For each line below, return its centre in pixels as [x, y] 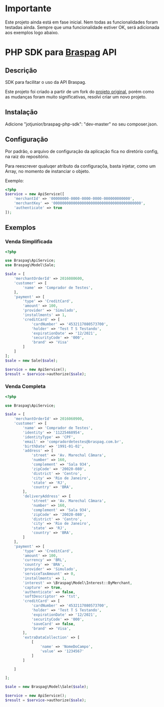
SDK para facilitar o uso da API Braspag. [46, 82]
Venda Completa [25, 387]
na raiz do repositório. [27, 156]
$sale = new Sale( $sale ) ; [31, 361]
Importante [28, 9]
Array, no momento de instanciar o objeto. [47, 171]
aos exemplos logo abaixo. [32, 32]
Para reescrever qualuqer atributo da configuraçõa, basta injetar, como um [80, 166]
